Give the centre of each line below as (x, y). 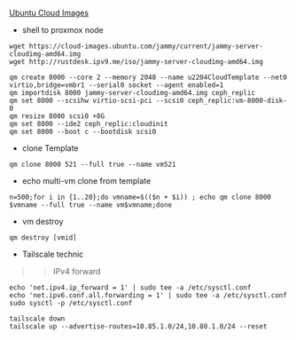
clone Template (50, 148)
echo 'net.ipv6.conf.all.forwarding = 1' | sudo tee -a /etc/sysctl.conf (148, 296)
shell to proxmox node (62, 30)
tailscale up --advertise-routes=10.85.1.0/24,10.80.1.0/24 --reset (138, 327)
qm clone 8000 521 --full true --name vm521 (93, 164)
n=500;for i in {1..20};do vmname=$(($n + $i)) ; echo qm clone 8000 (140, 197)
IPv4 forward (77, 271)
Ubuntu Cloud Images (49, 13)
